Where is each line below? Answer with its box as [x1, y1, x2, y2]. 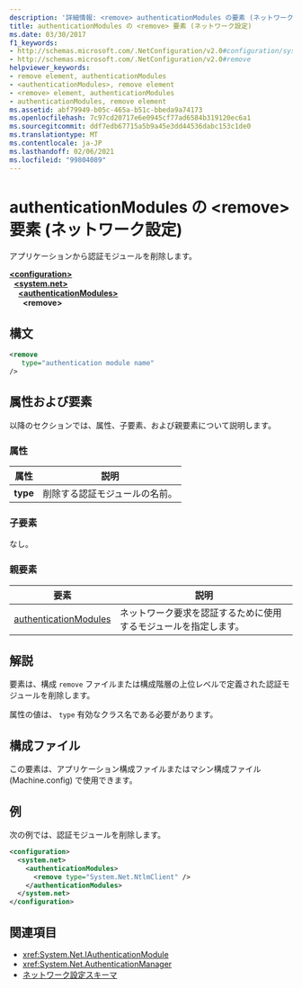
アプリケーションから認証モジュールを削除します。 [9, 251, 198, 262]
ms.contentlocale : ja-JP [9, 139, 102, 148]
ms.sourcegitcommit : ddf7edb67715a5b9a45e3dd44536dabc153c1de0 [9, 122, 252, 131]
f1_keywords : [9, 38, 58, 48]
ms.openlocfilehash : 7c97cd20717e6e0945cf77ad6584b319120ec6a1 [9, 113, 252, 122]
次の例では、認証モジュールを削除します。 [9, 830, 166, 840]
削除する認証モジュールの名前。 [42, 487, 178, 499]
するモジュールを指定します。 [120, 620, 244, 633]
